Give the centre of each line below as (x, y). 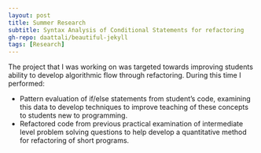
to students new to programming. (74, 115)
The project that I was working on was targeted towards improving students (131, 67)
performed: (26, 84)
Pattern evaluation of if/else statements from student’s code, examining (135, 99)
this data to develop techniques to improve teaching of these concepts (134, 107)
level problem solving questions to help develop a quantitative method (133, 132)
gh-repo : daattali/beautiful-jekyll (68, 37)
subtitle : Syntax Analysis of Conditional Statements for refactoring (126, 30)
